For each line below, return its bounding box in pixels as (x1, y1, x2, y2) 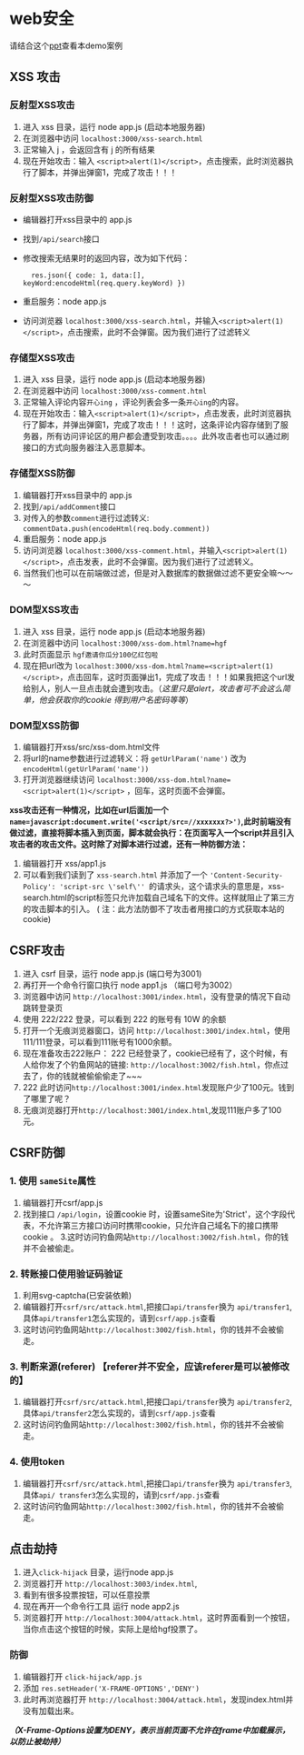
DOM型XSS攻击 (9, 604, 80, 617)
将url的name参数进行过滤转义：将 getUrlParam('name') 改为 (22, 753, 247, 764)
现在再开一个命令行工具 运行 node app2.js (22, 1601, 180, 1612)
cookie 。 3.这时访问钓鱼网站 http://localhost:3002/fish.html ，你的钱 (22, 1231, 289, 1242)
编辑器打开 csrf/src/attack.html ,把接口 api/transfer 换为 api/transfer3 (22, 1478, 290, 1489)
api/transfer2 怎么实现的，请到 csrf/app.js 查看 (38, 1408, 216, 1419)
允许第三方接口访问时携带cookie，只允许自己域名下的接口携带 (46, 1219, 279, 1230)
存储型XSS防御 (9, 467, 75, 480)
